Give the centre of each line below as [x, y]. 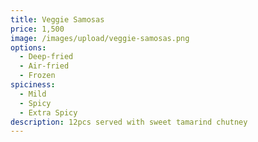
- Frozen [37, 76]
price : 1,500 [37, 29]
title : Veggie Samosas [57, 19]
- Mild [33, 94]
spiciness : [33, 85]
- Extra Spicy [48, 112]
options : [28, 47]
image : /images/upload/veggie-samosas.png [100, 38]
